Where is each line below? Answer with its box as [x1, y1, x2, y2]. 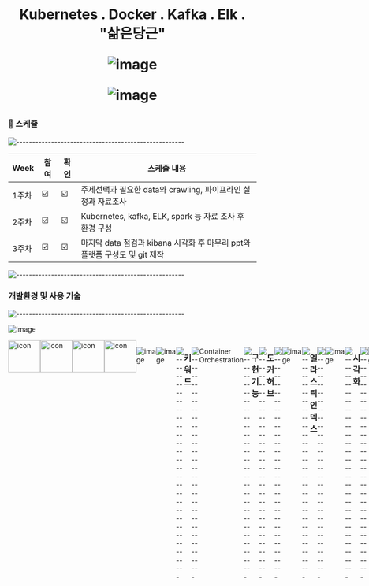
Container [199, 347, 232, 356]
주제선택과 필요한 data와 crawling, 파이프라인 [80, 184, 242, 195]
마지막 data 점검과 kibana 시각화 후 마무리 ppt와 [80, 237, 251, 248]
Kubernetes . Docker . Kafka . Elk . [19, 6, 246, 24]
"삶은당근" [99, 25, 166, 43]
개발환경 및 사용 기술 [8, 291, 81, 302]
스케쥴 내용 [147, 163, 187, 174]
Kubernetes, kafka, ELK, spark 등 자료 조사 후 [80, 210, 244, 221]
